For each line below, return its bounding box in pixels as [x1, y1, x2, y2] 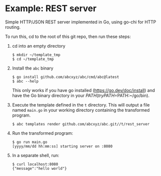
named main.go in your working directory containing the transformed [12, 107, 150, 113]
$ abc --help [12, 79, 39, 84]
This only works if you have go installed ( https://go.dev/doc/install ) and [12, 87, 155, 93]
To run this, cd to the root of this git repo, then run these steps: [5, 34, 131, 39]
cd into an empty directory [12, 43, 66, 49]
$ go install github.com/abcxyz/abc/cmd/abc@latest [12, 74, 119, 79]
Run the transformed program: [12, 130, 73, 136]
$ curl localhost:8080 [12, 161, 58, 167]
